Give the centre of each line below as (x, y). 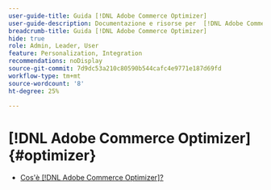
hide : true (27, 38)
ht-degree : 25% (34, 91)
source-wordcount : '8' (46, 83)
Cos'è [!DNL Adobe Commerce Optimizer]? (92, 178)
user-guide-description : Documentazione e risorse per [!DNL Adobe (126, 23)
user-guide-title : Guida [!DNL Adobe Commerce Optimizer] (108, 16)
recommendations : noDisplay (56, 61)
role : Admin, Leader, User (54, 46)
